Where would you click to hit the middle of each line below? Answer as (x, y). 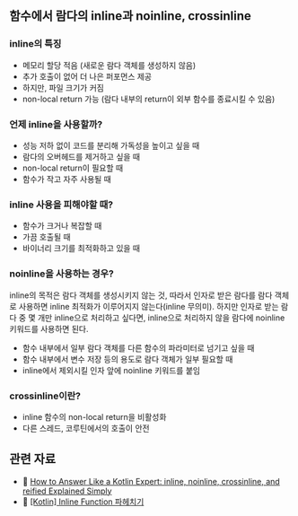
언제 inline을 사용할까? (56, 124)
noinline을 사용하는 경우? (61, 274)
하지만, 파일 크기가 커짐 (63, 87)
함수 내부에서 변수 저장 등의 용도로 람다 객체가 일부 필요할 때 (127, 359)
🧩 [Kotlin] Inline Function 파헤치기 (83, 502)
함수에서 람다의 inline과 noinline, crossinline (130, 16)
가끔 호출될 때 (46, 237)
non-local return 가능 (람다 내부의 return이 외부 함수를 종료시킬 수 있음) (149, 99)
